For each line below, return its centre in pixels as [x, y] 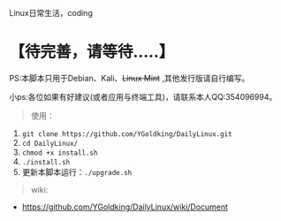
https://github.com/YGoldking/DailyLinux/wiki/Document [125, 207]
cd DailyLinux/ [50, 143]
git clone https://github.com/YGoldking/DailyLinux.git [127, 134]
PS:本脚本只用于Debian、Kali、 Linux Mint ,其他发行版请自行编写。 [129, 78]
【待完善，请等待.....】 [92, 52]
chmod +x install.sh [60, 153]
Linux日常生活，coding [51, 13]
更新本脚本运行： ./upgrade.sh [77, 171]
